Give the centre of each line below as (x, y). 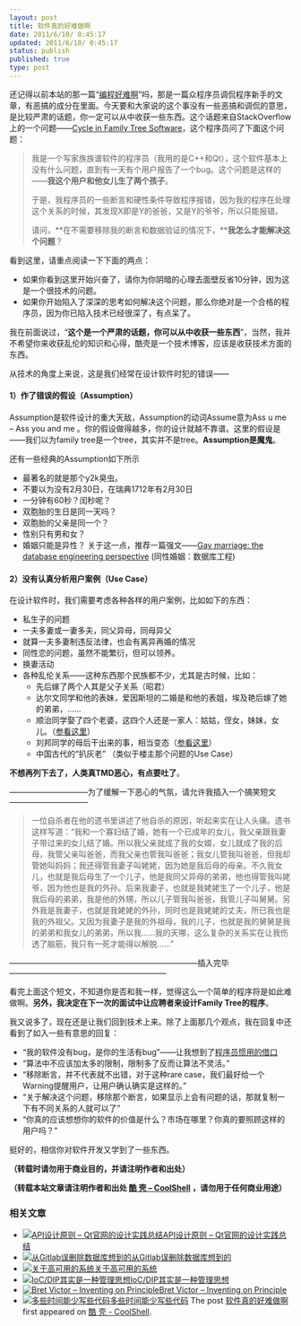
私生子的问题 (46, 619)
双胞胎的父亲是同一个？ (65, 523)
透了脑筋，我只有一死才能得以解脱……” (103, 944)
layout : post (34, 17)
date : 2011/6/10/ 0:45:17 (57, 34)
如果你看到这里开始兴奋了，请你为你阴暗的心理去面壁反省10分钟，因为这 (156, 279)
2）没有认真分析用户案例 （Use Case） (81, 579)
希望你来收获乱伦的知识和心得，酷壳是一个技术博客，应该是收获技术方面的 (154, 343)
